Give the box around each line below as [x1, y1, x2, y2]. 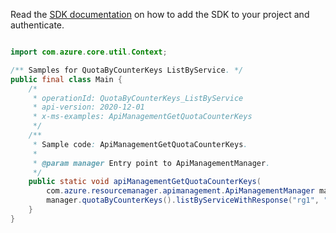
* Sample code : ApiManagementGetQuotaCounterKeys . [32, 139, 248, 149]
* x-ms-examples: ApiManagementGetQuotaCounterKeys [32, 112, 253, 122]
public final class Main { [10, 74, 123, 84]
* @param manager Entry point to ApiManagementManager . [32, 158, 271, 168]
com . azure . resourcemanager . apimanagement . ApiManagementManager [46, 186, 315, 196]
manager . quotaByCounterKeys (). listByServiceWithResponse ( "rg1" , [46, 195, 320, 206]
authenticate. [10, 19, 65, 31]
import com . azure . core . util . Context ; [10, 47, 168, 57]
